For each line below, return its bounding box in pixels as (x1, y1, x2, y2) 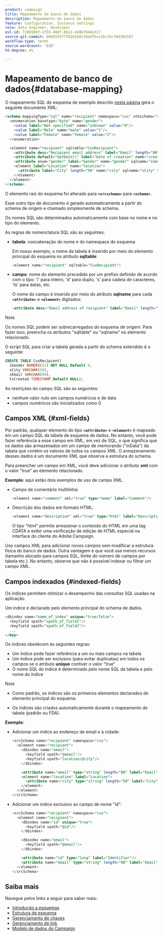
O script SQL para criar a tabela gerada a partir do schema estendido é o (5, 344, 151, 350)
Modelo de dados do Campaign (12, 926, 75, 932)
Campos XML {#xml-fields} (5, 414, 90, 423)
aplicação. (5, 596, 26, 601)
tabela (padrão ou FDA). (12, 710, 61, 716)
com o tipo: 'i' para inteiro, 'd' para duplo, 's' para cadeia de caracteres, (12, 277, 156, 282)
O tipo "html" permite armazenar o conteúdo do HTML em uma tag (12, 523, 146, 529)
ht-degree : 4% (5, 48, 34, 53)
